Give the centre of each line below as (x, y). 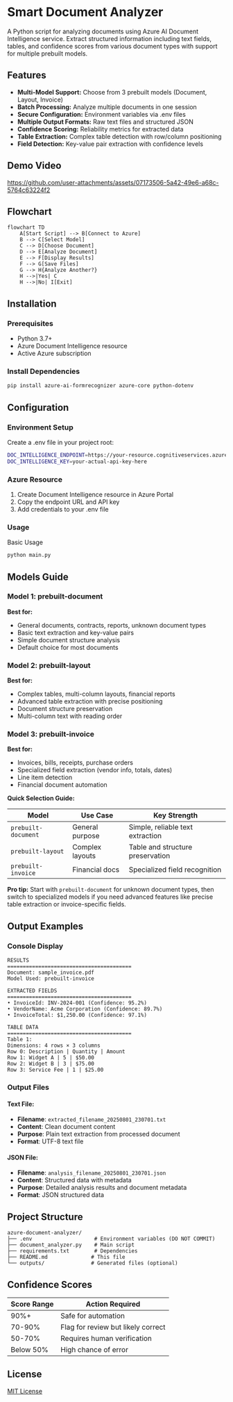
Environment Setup (41, 427)
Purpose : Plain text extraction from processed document (98, 1134)
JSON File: (23, 1157)
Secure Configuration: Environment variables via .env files (101, 114)
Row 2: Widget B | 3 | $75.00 (51, 1064)
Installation (32, 303)
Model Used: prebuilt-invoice (51, 979)
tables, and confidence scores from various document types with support (112, 46)
